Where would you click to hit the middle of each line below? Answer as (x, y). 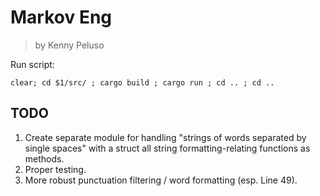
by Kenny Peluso (69, 45)
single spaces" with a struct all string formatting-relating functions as (167, 148)
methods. (44, 158)
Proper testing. (55, 169)
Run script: (32, 64)
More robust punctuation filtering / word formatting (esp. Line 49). (161, 180)
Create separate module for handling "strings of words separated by (165, 137)
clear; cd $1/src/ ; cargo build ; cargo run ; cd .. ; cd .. (142, 82)
